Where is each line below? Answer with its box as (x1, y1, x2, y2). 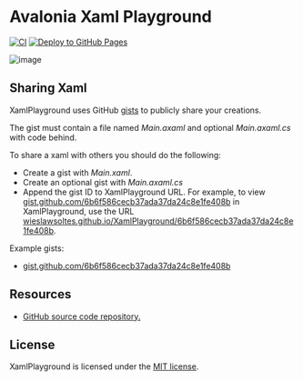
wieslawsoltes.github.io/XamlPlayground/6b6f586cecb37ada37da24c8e (22, 216, 294, 226)
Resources (9, 286, 72, 302)
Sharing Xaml (9, 80, 88, 96)
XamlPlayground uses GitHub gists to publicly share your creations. (9, 105, 262, 115)
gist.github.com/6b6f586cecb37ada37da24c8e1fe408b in (22, 196, 240, 206)
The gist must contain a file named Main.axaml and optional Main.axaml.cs (9, 122, 291, 133)
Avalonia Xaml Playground (9, 6, 212, 27)
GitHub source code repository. (22, 311, 141, 322)
